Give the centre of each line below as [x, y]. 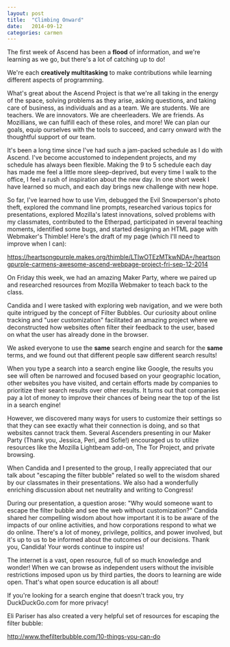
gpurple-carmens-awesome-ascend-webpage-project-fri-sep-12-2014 [108, 264]
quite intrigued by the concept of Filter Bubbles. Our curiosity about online [112, 313]
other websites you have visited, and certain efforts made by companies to [113, 383]
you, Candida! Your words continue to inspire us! [76, 547]
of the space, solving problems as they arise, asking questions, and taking [112, 101]
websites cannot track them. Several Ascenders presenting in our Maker [109, 433]
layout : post [26, 13]
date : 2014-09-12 [35, 26]
